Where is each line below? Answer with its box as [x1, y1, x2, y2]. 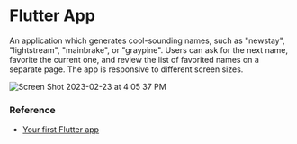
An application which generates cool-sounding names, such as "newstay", [9, 35, 285, 46]
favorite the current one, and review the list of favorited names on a [9, 54, 259, 65]
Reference [9, 103, 56, 116]
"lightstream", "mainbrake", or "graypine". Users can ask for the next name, [9, 44, 289, 55]
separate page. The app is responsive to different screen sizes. [9, 64, 244, 75]
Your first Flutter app [22, 124, 100, 135]
